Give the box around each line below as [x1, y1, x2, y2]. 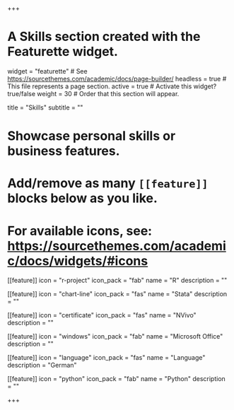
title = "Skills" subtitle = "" [7, 103, 83, 112]
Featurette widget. [7, 44, 119, 60]
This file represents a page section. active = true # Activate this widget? [7, 82, 217, 90]
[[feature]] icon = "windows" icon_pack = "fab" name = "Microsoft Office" [7, 332, 223, 341]
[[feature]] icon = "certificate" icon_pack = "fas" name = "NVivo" [7, 311, 197, 320]
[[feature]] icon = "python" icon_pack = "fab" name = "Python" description [7, 375, 226, 383]
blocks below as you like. [7, 190, 158, 206]
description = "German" [7, 361, 77, 370]
